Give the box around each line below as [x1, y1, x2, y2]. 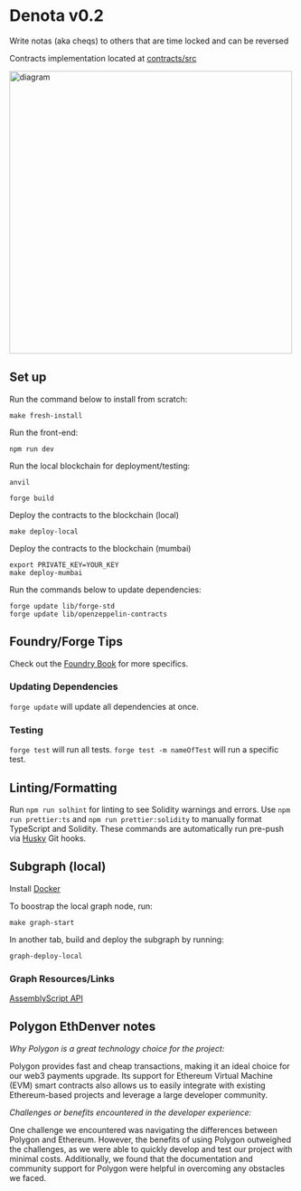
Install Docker [9, 883, 61, 893]
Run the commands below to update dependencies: [9, 584, 202, 595]
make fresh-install [9, 411, 83, 421]
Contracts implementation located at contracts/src [9, 52, 197, 63]
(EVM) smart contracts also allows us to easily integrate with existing [9, 1080, 266, 1091]
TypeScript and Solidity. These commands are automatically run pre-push [9, 823, 285, 834]
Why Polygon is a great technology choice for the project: [9, 1043, 225, 1054]
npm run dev [9, 444, 54, 453]
